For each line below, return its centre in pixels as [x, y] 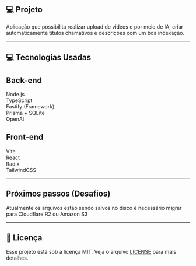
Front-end [25, 137]
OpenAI [15, 119]
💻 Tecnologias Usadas [49, 57]
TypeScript [19, 100]
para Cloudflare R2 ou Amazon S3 [47, 214]
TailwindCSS [21, 170]
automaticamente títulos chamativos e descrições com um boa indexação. [95, 33]
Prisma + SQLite [25, 113]
